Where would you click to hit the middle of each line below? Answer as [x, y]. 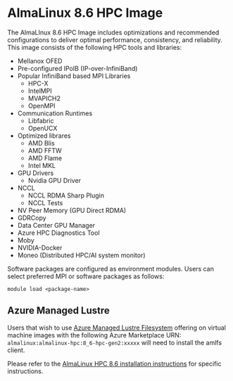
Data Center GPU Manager [56, 225]
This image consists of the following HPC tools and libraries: [95, 47]
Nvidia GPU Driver [54, 180]
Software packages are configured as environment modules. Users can [111, 269]
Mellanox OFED [40, 60]
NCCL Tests [45, 202]
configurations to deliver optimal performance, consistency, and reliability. [115, 39]
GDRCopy [32, 218]
